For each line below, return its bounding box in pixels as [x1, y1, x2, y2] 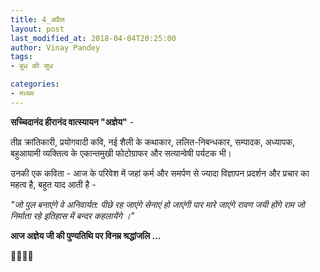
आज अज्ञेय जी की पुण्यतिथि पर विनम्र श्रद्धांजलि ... [10, 229, 162, 241]
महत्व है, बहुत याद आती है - [10, 178, 97, 190]
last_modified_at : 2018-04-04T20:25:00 [10, 33, 177, 43]
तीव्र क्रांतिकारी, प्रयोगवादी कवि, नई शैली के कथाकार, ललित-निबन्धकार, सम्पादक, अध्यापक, [10, 136, 295, 148]
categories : [10, 79, 60, 90]
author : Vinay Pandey [10, 42, 101, 53]
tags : [10, 52, 33, 62]
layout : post [10, 24, 65, 34]
